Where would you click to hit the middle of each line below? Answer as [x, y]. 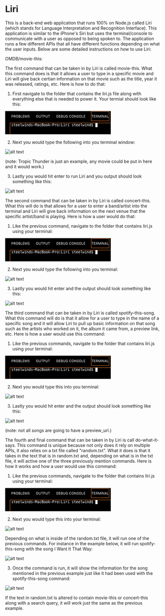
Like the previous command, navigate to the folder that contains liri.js [82, 226]
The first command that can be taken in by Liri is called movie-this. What [79, 68]
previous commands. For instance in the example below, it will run [72, 543]
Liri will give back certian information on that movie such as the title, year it [81, 79]
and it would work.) [25, 166]
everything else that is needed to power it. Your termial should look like [84, 99]
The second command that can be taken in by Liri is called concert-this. [78, 200]
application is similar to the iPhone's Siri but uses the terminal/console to [79, 33]
